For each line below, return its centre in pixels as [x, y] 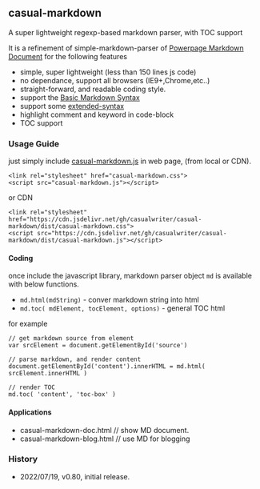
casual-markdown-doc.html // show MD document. [104, 430]
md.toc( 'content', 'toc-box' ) [62, 395]
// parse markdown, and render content [75, 359]
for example [28, 324]
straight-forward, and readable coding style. [93, 89]
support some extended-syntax [72, 106]
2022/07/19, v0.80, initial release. [75, 476]
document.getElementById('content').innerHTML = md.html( [107, 367]
